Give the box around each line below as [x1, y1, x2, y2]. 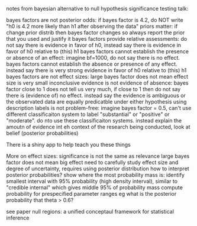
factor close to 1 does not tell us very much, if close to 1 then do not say [6, 86, 181, 92]
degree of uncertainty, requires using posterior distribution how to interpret [6, 165, 189, 172]
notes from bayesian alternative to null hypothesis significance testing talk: [6, 5, 189, 12]
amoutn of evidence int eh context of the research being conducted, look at [6, 124, 190, 130]
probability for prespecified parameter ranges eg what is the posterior [6, 191, 177, 197]
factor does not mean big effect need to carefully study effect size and [6, 159, 179, 166]
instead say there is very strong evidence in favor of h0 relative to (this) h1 [6, 67, 187, 73]
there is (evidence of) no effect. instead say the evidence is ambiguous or [6, 92, 186, 99]
